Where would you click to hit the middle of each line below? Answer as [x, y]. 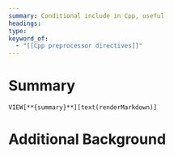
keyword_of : [28, 38]
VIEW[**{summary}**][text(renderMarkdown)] [83, 108]
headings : [25, 23]
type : [17, 31]
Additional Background [87, 139]
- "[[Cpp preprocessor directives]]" [79, 46]
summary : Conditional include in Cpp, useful [86, 16]
